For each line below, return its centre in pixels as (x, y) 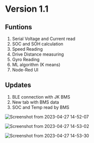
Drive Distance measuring (38, 54)
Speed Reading (27, 49)
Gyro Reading (26, 59)
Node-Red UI (25, 70)
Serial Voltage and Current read (44, 39)
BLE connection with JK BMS (41, 97)
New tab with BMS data (35, 102)
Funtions (19, 27)
